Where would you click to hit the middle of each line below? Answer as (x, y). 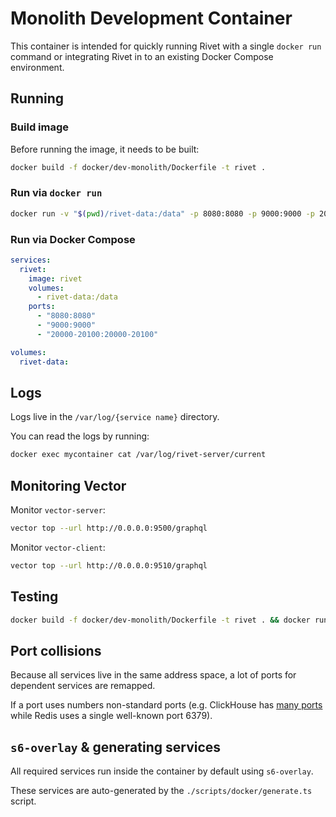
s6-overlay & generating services (116, 747)
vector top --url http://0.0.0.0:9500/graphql (109, 528)
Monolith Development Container (151, 18)
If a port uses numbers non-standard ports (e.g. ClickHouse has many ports (166, 705)
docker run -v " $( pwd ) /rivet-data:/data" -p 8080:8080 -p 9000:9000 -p (162, 213)
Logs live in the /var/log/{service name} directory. (115, 417)
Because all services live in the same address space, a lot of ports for (153, 675)
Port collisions (56, 650)
